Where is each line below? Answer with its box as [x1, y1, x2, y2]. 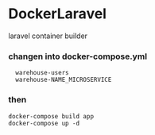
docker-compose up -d [8, 119, 80, 127]
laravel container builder [8, 31, 88, 40]
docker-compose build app [8, 112, 94, 120]
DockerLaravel [8, 5, 107, 23]
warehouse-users [15, 69, 69, 77]
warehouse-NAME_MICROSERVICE [15, 76, 112, 84]
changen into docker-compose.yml [8, 51, 148, 62]
